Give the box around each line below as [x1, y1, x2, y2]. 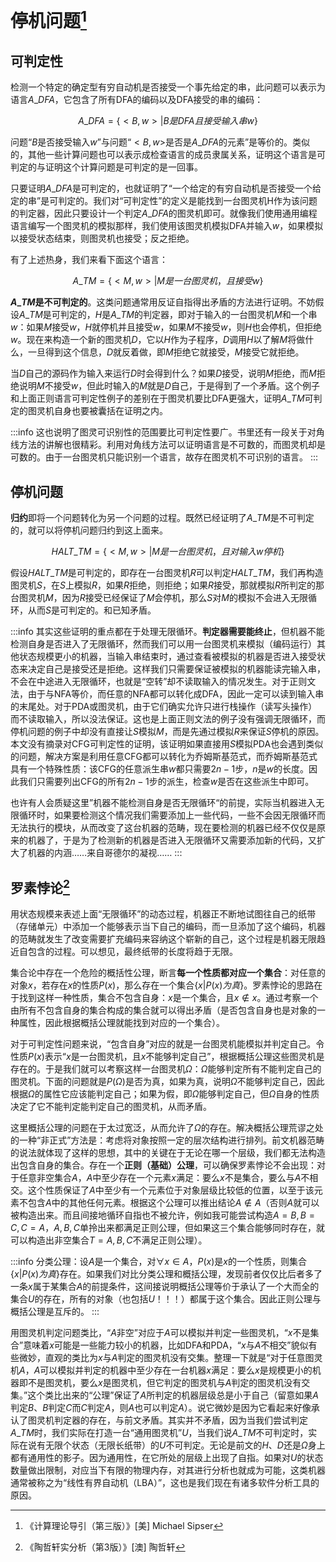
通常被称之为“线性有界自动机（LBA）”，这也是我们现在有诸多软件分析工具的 [10, 1476, 320, 1488]
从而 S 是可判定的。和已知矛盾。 [27, 604, 157, 616]
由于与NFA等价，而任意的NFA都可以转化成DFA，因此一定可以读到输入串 [27, 688, 325, 700]
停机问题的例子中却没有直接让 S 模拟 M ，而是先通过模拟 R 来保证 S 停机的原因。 [10, 726, 325, 738]
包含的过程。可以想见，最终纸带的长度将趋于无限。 [27, 945, 238, 957]
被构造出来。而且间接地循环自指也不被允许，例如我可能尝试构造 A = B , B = [10, 1209, 315, 1221]
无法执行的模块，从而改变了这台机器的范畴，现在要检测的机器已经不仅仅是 [10, 822, 317, 834]
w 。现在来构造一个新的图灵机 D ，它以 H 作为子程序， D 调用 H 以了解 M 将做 [10, 334, 306, 346]
